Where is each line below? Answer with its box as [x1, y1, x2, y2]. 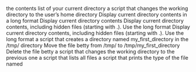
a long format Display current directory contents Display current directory [6, 17, 184, 24]
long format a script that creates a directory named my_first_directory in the [6, 36, 189, 42]
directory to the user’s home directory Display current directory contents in [6, 11, 187, 18]
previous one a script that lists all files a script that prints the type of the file [6, 55, 189, 61]
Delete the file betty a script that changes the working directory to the [6, 48, 175, 55]
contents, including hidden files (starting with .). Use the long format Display [6, 23, 191, 30]
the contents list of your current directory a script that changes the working [6, 5, 188, 12]
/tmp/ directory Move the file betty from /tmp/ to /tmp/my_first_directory [6, 42, 180, 49]
